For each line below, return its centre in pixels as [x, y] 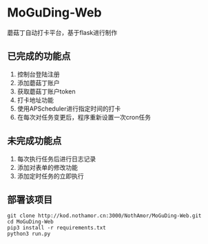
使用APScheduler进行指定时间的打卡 [69, 109]
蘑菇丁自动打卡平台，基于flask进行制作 [62, 32]
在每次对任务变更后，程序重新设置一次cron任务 [84, 117]
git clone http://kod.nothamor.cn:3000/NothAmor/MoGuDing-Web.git [104, 216]
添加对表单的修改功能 [47, 167]
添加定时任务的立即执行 [50, 176]
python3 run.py [29, 234]
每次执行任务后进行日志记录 [56, 159]
